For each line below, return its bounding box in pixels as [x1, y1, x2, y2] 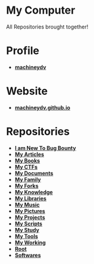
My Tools [14, 233, 38, 240]
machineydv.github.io [14, 104, 71, 111]
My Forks [14, 182, 39, 189]
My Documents [14, 170, 54, 177]
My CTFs [14, 163, 38, 170]
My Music [14, 201, 40, 208]
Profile [6, 44, 40, 58]
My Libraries [14, 195, 47, 202]
